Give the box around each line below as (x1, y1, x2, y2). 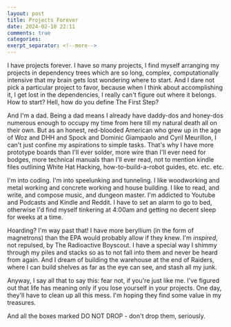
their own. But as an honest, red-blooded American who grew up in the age (7, 126, 221, 134)
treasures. (7, 299, 37, 306)
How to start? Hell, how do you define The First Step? (7, 98, 159, 106)
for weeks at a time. (7, 213, 63, 221)
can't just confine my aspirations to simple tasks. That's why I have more (7, 141, 214, 149)
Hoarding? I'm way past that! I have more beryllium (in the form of (7, 226, 194, 234)
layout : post (7, 10, 45, 17)
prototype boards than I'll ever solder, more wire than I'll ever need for (7, 148, 206, 156)
